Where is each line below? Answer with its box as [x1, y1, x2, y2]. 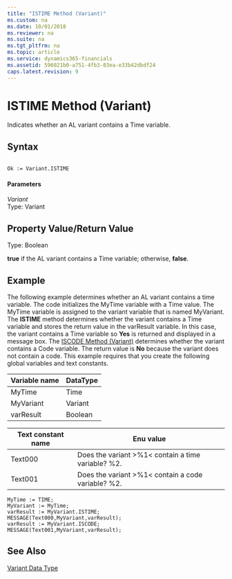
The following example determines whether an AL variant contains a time [7, 293, 215, 301]
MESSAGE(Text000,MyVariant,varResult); [7, 515, 122, 522]
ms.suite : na [7, 36, 45, 43]
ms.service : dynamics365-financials [7, 55, 113, 62]
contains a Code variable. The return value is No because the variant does [7, 344, 219, 353]
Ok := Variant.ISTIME [7, 166, 70, 172]
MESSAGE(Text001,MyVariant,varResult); [7, 527, 122, 534]
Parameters [7, 179, 41, 188]
